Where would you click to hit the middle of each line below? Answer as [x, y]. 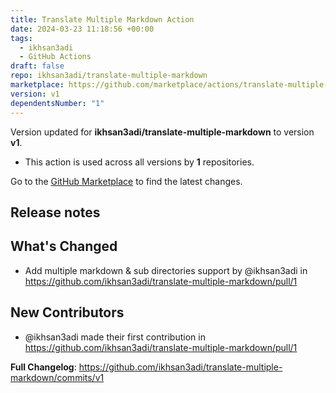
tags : [21, 38]
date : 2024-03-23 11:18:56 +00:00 [82, 29]
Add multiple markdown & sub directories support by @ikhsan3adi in [166, 270]
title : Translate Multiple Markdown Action [102, 19]
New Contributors [67, 312]
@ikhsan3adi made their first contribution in [115, 337]
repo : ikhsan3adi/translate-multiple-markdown [109, 76]
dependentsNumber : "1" [57, 103]
